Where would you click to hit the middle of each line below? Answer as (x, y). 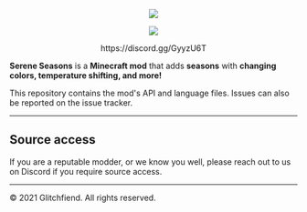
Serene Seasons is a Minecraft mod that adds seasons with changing (143, 66)
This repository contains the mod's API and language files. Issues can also (149, 93)
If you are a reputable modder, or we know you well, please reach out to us (150, 162)
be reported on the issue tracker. (71, 103)
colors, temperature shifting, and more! (86, 76)
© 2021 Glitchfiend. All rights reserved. (83, 197)
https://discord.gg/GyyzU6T (153, 48)
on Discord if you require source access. (86, 171)
